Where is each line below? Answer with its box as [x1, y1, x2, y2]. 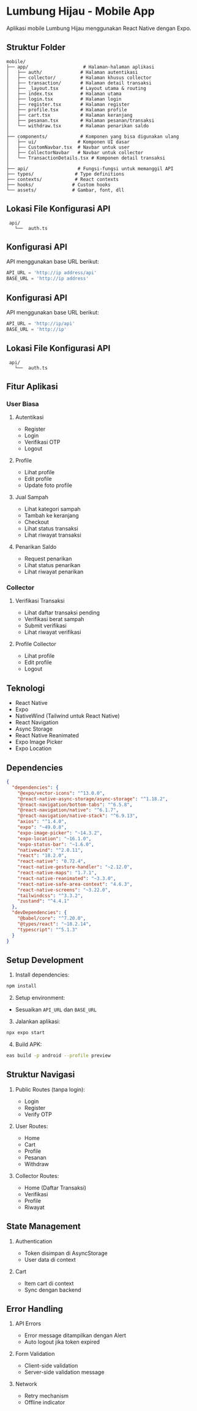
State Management [6, 1221, 81, 1232]
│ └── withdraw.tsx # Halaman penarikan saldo [6, 122, 149, 129]
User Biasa [6, 400, 39, 408]
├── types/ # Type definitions [6, 171, 124, 177]
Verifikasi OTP [24, 439, 61, 446]
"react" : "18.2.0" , [17, 852, 67, 859]
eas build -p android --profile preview [6, 1052, 111, 1059]
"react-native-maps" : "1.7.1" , [17, 870, 97, 876]
